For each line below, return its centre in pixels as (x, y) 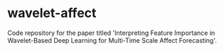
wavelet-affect (52, 13)
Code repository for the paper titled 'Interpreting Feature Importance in (111, 33)
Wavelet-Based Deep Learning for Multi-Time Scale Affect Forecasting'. (112, 40)
